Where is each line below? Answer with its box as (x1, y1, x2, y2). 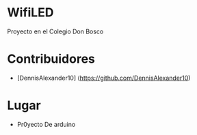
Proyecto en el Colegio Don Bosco (7, 27, 104, 35)
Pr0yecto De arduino (16, 120, 76, 128)
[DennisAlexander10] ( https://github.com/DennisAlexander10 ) (16, 74, 191, 82)
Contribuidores (7, 51, 96, 67)
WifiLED (7, 5, 54, 20)
